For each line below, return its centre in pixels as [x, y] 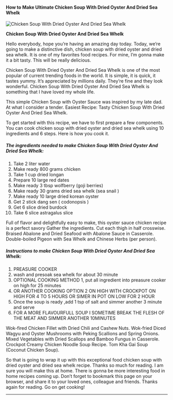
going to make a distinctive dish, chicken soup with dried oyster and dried [84, 49]
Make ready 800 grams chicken [47, 169]
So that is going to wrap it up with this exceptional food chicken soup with [84, 360]
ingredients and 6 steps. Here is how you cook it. [57, 134]
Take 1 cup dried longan [39, 175]
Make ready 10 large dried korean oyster [56, 196]
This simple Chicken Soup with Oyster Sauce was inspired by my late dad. [84, 102]
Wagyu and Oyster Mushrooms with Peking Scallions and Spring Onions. [83, 334]
